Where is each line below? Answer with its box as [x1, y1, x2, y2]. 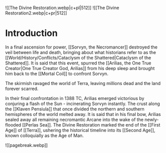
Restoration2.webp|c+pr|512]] [5, 10, 67, 16]
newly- [144, 116, 159, 122]
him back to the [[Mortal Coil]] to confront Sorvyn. [5, 70, 108, 76]
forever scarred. [5, 85, 38, 91]
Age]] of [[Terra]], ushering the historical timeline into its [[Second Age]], [5, 127, 155, 133]
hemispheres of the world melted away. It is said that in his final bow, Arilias [5, 111, 161, 117]
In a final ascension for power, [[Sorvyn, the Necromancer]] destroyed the [5, 44, 157, 50]
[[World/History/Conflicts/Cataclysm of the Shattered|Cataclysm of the [5, 54, 151, 60]
